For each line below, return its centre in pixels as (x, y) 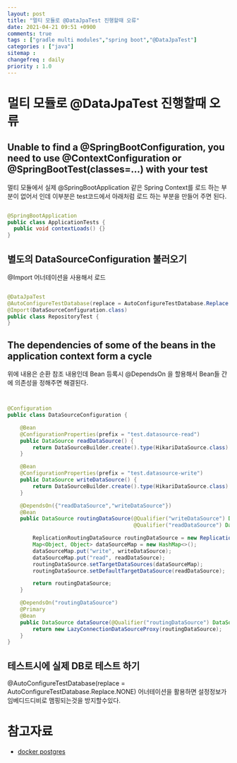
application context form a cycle (80, 356)
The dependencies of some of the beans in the (112, 345)
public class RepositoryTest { (53, 317)
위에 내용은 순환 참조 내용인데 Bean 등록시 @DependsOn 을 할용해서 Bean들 (114, 374)
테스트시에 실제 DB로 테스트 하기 (74, 666)
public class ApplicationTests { (56, 222)
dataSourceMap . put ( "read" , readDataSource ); (99, 558)
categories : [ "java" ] (41, 47)
